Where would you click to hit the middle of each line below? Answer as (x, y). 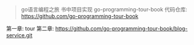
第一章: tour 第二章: (30, 28)
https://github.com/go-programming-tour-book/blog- (121, 28)
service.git (20, 35)
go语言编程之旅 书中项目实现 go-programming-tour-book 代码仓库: (104, 9)
